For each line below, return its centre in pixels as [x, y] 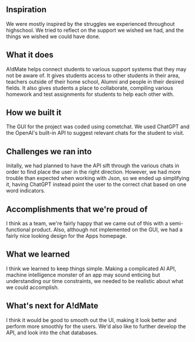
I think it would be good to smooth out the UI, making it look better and [91, 320]
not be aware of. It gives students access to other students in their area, [93, 75]
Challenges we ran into [49, 152]
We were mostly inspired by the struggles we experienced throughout [90, 24]
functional [18, 230]
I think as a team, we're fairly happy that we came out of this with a [87, 224]
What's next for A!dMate [52, 306]
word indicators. [26, 191]
